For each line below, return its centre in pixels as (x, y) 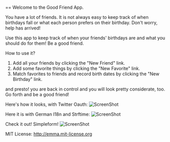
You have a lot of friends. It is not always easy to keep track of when (77, 17)
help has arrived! (23, 28)
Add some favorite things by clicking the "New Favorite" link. (76, 68)
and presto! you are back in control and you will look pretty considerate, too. (85, 89)
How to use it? (20, 53)
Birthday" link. (27, 79)
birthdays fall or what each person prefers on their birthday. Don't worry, (81, 23)
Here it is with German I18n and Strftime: (48, 114)
